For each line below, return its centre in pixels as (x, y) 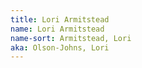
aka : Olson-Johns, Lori (60, 47)
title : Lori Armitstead (60, 19)
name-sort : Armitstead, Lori (71, 38)
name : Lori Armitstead (57, 29)
